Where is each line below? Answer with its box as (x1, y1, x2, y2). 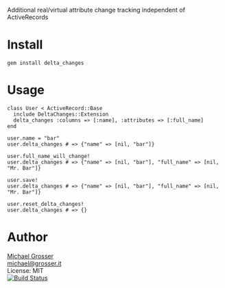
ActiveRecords (7, 13, 49, 21)
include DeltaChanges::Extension (13, 111, 109, 118)
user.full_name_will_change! (7, 153, 91, 159)
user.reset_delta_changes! (7, 200, 84, 207)
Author (7, 229, 48, 245)
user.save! (7, 176, 38, 183)
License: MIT (7, 266, 44, 274)
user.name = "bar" (7, 135, 60, 142)
